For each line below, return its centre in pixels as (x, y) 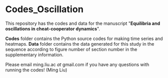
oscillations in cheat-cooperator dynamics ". (53, 28)
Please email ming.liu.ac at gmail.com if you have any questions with (77, 64)
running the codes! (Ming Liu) (36, 70)
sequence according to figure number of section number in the (71, 49)
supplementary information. (34, 55)
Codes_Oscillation (45, 9)
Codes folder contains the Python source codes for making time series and (84, 38)
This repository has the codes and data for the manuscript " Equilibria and (83, 23)
